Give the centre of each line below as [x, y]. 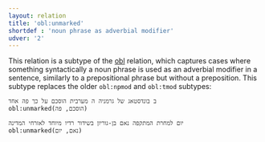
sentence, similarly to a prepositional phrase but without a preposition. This [132, 78]
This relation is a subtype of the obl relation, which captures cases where [130, 61]
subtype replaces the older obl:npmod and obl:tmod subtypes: [110, 87]
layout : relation [37, 16]
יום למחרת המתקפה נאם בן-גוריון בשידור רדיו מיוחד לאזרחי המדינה [96, 124]
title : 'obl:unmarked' [46, 23]
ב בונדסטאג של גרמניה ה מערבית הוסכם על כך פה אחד [82, 101]
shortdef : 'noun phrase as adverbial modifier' [91, 30]
